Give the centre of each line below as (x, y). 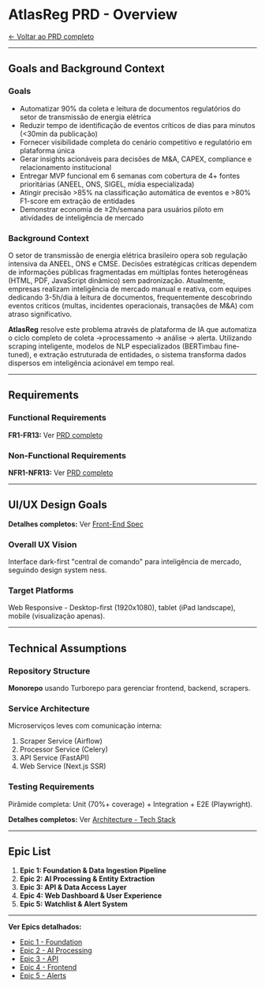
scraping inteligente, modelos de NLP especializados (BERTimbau (115, 346)
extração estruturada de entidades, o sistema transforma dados (143, 354)
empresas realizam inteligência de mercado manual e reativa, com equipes (130, 288)
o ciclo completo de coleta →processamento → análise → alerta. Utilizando (130, 338)
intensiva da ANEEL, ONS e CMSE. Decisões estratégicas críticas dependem (132, 263)
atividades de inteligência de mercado (82, 217)
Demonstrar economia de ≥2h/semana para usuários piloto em (121, 209)
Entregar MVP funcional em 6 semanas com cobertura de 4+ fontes (130, 175)
